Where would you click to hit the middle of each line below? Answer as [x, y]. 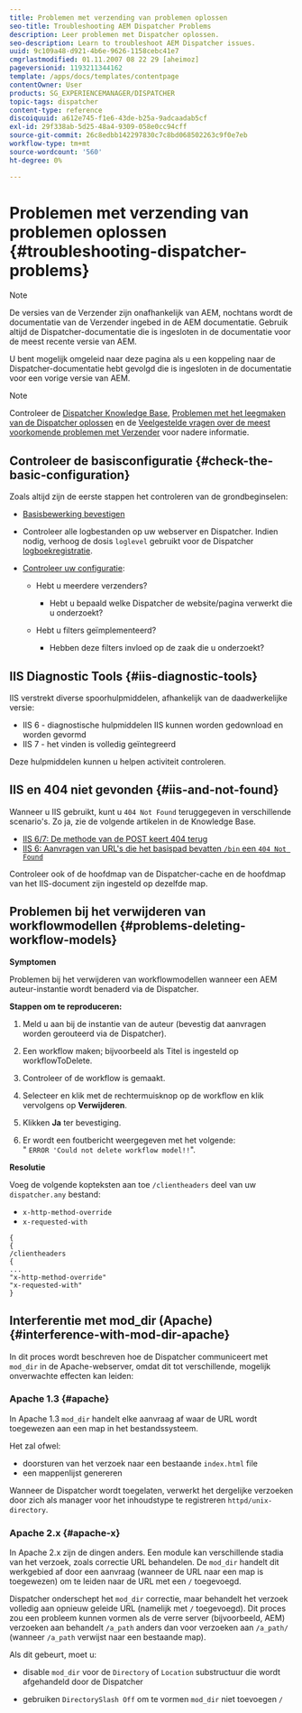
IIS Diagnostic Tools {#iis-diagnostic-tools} [134, 676]
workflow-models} [63, 940]
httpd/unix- [250, 1500]
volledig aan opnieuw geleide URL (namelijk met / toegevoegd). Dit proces [148, 1608]
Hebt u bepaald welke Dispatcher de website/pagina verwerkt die [171, 603]
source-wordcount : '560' [56, 152]
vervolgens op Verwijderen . [75, 1105]
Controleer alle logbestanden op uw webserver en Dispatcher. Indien [150, 532]
